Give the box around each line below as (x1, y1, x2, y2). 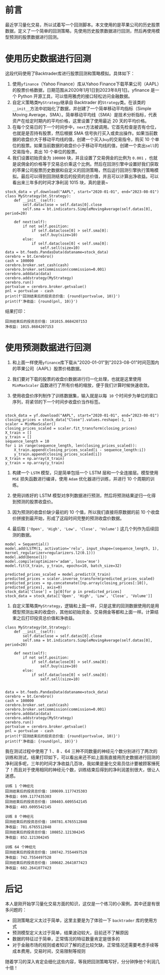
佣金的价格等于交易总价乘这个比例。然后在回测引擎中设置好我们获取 (21, 161, 159, 167)
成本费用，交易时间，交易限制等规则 (12, 948, 86, 954)
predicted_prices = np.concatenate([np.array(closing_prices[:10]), (5, 580, 148, 586)
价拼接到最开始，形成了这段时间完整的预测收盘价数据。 (12, 515, 124, 521)
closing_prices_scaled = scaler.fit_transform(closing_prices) (5, 426, 137, 431)
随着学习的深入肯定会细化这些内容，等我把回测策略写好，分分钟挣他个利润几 (5, 958, 160, 964)
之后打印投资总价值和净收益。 (16, 615, 77, 621)
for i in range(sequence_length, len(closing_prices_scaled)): (5, 443, 137, 448)
